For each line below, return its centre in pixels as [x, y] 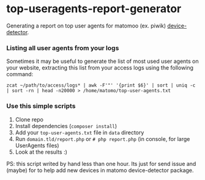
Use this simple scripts [41, 106]
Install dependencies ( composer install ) [66, 126]
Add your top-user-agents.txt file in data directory [80, 132]
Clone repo [29, 119]
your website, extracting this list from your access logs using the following [100, 68]
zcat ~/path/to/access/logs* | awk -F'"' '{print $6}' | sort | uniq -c [101, 85]
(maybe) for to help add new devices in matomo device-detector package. [100, 170]
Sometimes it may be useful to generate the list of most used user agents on [102, 61]
